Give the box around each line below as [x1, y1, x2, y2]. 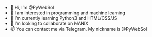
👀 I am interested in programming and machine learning [10, 10, 126, 16]
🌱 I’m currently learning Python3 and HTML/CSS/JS [10, 15, 117, 21]
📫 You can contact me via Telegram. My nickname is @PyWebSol [10, 26, 147, 32]
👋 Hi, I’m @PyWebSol [10, 5, 54, 10]
